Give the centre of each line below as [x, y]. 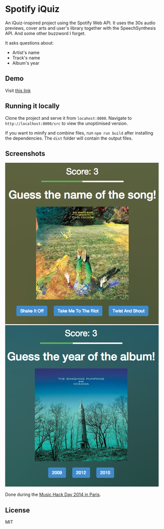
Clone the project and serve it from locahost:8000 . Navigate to [68, 118]
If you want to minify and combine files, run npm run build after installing [79, 133]
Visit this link [18, 91]
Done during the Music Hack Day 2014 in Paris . [53, 495]
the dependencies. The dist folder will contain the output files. [69, 138]
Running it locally [32, 106]
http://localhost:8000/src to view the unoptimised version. [66, 123]
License [18, 510]
